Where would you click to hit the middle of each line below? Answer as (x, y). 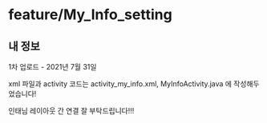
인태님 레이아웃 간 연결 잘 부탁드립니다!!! (71, 111)
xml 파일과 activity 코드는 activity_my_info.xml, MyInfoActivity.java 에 (120, 84)
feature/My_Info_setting (90, 15)
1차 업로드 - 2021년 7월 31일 (53, 67)
